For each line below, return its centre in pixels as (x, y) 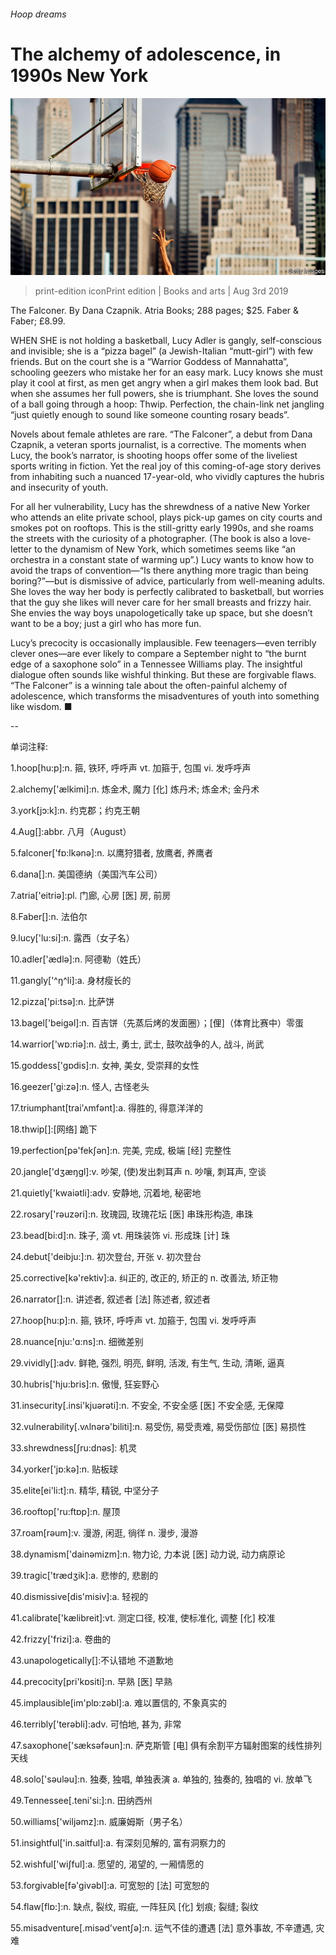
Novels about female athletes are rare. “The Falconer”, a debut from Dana (161, 434)
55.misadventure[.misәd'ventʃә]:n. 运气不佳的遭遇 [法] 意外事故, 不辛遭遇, (162, 1928)
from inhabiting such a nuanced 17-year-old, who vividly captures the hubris (167, 477)
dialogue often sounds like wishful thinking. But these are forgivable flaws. (163, 675)
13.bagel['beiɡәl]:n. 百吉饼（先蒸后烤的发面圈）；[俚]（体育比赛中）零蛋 (157, 1023)
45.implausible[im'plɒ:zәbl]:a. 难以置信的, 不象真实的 (118, 1703)
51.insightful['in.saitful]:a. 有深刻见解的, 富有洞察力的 (118, 1843)
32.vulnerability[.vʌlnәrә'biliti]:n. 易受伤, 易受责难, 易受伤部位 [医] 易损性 (158, 1427)
